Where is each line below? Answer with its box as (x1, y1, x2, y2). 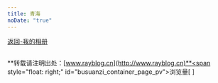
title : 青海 (7, 10, 40, 18)
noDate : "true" (7, 17, 53, 24)
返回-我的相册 (7, 37, 48, 46)
